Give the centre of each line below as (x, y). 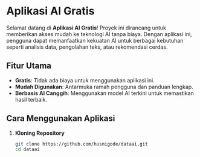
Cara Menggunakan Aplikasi (61, 119)
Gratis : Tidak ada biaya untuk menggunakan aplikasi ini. (85, 80)
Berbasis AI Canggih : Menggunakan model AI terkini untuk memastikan (105, 93)
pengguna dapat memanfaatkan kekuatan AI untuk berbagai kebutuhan (95, 40)
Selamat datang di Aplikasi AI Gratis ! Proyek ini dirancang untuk (86, 28)
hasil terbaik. (31, 99)
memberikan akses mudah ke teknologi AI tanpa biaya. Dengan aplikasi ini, (99, 34)
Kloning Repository (40, 133)
